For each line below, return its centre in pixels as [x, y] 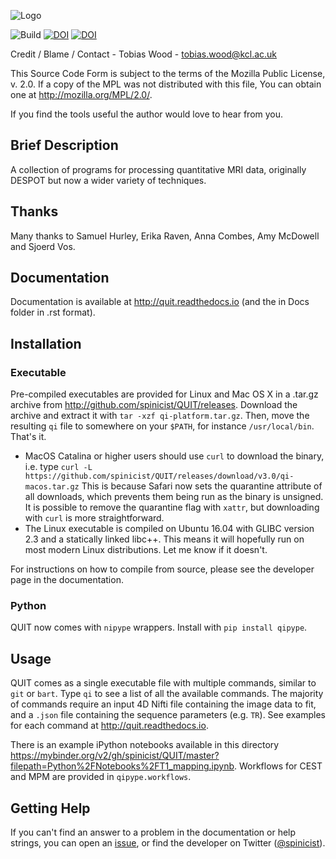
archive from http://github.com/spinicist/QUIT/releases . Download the [154, 405]
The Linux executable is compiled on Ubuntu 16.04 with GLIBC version [169, 529]
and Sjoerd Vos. [43, 246]
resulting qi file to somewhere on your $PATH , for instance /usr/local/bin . [162, 426]
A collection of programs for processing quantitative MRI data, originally [158, 169]
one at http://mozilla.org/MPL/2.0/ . [81, 94]
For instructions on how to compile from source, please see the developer [162, 569]
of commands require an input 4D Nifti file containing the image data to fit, [163, 704]
